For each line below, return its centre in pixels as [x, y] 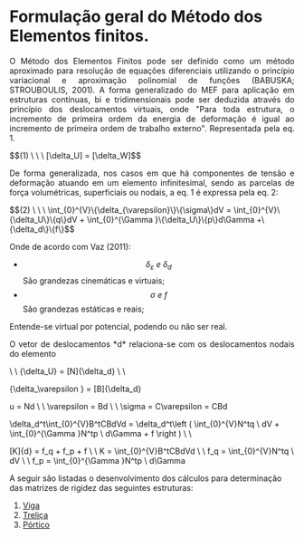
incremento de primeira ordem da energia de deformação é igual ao [152, 119]
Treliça [35, 514]
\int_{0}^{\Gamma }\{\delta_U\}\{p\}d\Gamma [171, 219]
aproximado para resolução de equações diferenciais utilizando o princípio [152, 71]
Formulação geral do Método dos [136, 17]
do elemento [33, 353]
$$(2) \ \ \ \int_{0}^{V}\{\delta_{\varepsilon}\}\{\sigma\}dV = [121, 209]
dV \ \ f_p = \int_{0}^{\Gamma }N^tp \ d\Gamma [97, 460]
